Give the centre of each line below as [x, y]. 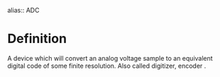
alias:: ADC [23, 10]
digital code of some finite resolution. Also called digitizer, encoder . [107, 66]
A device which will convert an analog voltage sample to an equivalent [110, 58]
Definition [37, 39]
